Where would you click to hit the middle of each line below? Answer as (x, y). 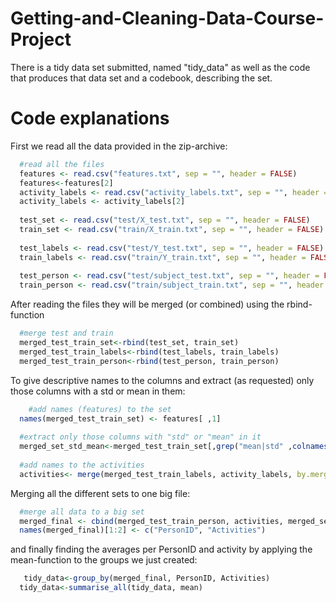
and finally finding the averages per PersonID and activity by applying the (161, 549)
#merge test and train (66, 333)
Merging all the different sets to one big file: (100, 493)
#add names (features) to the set (100, 409)
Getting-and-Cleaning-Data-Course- (167, 18)
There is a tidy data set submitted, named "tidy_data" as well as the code (160, 67)
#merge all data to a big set (82, 512)
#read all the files (62, 164)
